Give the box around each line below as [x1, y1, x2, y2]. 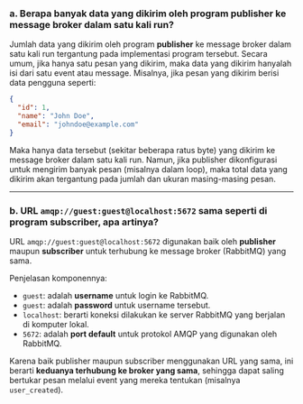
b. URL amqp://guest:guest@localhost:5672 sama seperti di [9, 204, 268, 216]
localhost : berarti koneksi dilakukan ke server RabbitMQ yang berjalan [22, 309, 286, 320]
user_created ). [9, 384, 64, 395]
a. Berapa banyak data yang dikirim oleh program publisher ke [9, 7, 287, 20]
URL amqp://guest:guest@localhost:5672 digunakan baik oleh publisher [9, 235, 277, 246]
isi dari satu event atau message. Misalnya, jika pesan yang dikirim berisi [9, 68, 280, 78]
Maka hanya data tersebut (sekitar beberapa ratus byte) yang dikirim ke [9, 144, 276, 155]
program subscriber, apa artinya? [9, 216, 160, 228]
